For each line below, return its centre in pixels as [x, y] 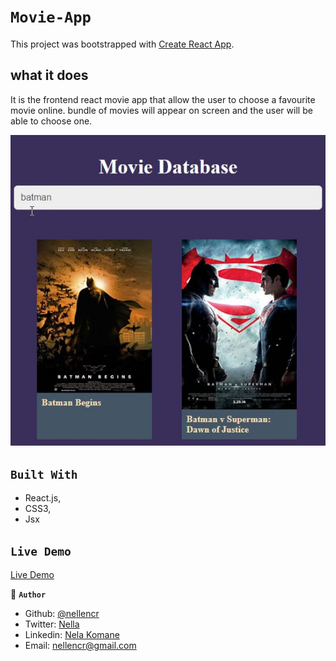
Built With [44, 474]
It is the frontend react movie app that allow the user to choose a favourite [163, 99]
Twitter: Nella [52, 624]
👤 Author [28, 594]
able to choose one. [51, 121]
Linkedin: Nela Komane [72, 634]
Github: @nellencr [62, 613]
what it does [49, 75]
